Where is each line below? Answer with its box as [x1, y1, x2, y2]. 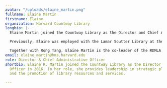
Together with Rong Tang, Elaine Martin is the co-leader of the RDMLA [9, 48, 162, 53]
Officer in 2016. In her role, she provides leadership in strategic [9, 66, 157, 72]
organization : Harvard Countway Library [5, 21, 90, 26]
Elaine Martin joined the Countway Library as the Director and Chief [9, 30, 159, 35]
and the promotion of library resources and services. [9, 71, 126, 76]
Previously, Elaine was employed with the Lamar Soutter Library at [9, 39, 155, 44]
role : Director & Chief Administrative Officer [5, 57, 106, 62]
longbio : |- [5, 26, 30, 31]
